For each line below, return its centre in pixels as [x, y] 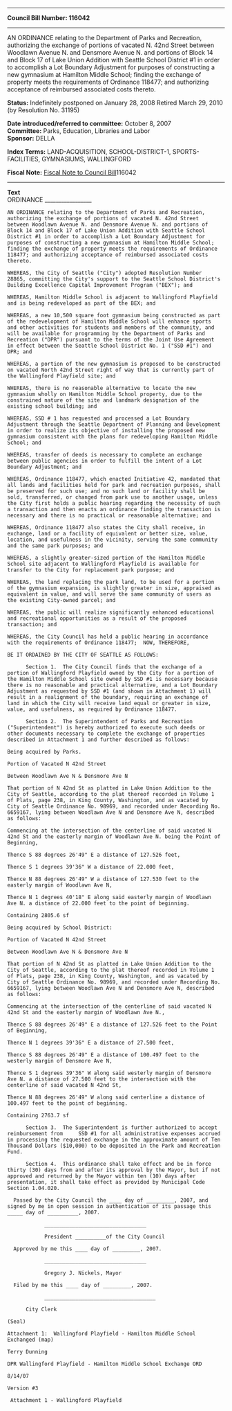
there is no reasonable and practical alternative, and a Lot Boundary [112, 685]
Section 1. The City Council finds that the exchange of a [114, 667]
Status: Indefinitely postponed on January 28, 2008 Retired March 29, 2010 [115, 103]
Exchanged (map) [30, 1340]
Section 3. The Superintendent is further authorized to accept [121, 1128]
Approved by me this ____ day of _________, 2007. [88, 1249]
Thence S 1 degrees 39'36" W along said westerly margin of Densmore [109, 1073]
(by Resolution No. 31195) [43, 110]
